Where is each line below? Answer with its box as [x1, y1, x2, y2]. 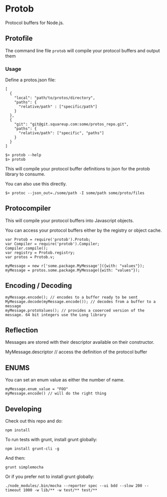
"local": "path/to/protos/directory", [14, 95, 95, 101]
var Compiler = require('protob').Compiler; [5, 241, 100, 246]
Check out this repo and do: [5, 418, 63, 424]
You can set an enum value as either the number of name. [5, 377, 125, 383]
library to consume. [5, 171, 46, 177]
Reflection [5, 326, 39, 335]
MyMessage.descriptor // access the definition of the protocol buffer [5, 349, 147, 355]
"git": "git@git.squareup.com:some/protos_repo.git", [14, 122, 129, 127]
